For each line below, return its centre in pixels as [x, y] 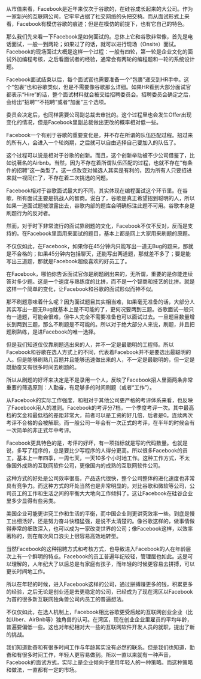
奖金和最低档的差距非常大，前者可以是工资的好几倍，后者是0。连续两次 [105, 415]
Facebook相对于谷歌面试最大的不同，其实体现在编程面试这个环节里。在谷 [97, 190]
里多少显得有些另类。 [32, 501]
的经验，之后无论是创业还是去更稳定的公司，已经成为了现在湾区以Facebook [100, 592]
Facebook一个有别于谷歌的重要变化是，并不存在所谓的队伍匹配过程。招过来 [100, 135]
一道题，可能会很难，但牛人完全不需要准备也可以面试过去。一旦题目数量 [100, 317]
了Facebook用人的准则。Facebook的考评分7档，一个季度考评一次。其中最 [98, 408]
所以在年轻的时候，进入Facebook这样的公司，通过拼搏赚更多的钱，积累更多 [100, 584]
